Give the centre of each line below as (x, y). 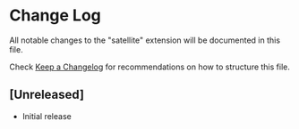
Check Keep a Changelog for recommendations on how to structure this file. (150, 67)
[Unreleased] (47, 95)
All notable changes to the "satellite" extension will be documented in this (145, 40)
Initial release (47, 116)
